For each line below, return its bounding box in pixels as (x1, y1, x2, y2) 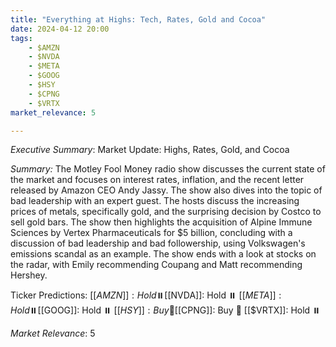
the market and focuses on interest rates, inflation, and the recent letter (10, 174, 305, 186)
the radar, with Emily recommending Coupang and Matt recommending (10, 259, 303, 271)
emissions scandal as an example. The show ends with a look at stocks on (10, 248, 317, 260)
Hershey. (10, 269, 48, 281)
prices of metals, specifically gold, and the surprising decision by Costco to (10, 206, 322, 218)
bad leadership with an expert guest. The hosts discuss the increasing (10, 195, 300, 207)
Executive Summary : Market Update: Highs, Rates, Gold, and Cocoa (10, 144, 290, 156)
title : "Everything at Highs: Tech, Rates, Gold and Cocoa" (10, 14, 267, 25)
